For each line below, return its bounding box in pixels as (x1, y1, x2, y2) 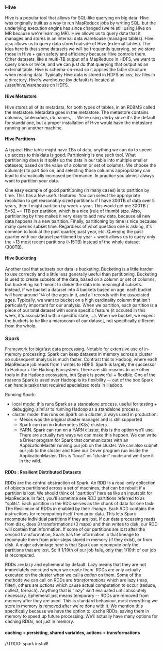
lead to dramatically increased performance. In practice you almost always (5, 172, 154, 179)
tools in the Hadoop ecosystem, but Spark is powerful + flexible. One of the (5, 372, 156, 378)
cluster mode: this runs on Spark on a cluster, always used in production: (12, 412, 158, 417)
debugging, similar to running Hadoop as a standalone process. (12, 406, 139, 412)
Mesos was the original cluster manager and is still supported (19, 416, 143, 422)
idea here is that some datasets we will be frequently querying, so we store (5, 46, 155, 52)
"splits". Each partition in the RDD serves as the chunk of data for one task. (5, 501, 155, 506)
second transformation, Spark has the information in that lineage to (5, 532, 139, 538)
